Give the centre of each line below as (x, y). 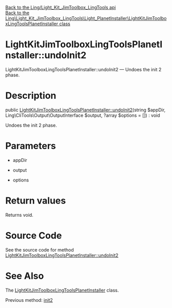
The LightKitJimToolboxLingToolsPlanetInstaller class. (62, 290)
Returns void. (19, 215)
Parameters (31, 146)
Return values (36, 201)
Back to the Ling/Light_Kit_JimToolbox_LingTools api (61, 7)
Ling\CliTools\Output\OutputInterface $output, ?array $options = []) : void (83, 115)
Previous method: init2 (29, 300)
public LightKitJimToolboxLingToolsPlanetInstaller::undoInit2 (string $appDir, (85, 110)
